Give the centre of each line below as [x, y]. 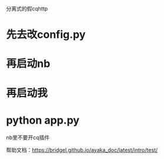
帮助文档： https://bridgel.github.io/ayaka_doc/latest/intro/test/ [82, 150]
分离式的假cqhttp [27, 9]
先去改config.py [46, 35]
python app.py [43, 120]
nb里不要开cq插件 [28, 137]
